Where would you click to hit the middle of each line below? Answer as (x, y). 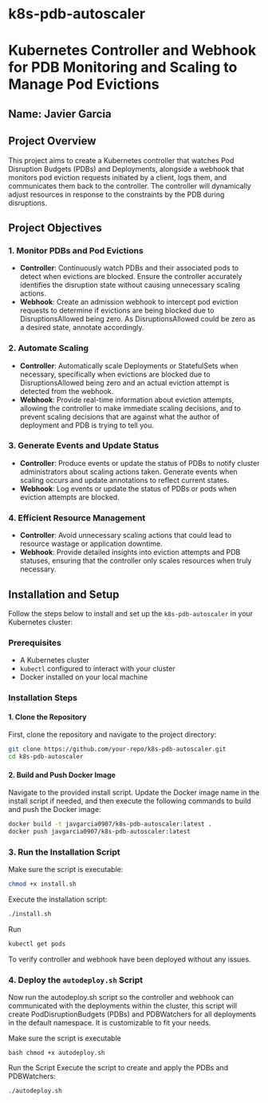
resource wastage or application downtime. (91, 544)
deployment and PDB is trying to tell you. (87, 425)
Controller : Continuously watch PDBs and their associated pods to (129, 268)
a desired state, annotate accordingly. (82, 328)
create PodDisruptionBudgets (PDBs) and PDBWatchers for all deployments (132, 1014)
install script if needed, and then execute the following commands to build (130, 801)
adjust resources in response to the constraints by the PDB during (116, 194)
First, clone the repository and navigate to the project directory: (112, 735)
